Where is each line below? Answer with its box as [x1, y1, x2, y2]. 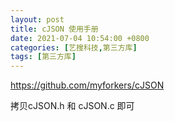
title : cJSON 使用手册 [10, 24, 99, 34]
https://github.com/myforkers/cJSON [10, 79, 165, 91]
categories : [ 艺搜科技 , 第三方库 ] [10, 42, 138, 53]
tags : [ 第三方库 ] [10, 52, 77, 62]
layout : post [10, 14, 65, 25]
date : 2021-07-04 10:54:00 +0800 [10, 33, 150, 43]
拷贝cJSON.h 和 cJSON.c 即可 [10, 100, 135, 112]
